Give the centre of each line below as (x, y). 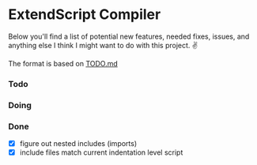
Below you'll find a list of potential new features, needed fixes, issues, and (129, 36)
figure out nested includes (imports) (78, 144)
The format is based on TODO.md (63, 63)
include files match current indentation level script (101, 152)
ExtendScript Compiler (85, 15)
